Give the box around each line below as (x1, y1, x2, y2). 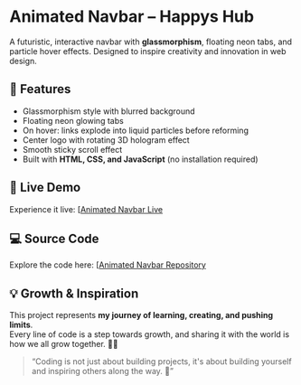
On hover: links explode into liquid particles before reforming (22, 125, 249, 136)
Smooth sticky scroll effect (22, 144, 123, 155)
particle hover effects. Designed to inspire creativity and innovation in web (9, 45, 287, 56)
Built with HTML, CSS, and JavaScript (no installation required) (22, 154, 259, 164)
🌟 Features (9, 81, 71, 97)
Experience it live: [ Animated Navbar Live (9, 203, 164, 214)
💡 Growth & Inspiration (9, 286, 139, 301)
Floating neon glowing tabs (22, 115, 124, 126)
